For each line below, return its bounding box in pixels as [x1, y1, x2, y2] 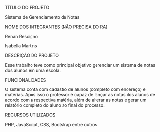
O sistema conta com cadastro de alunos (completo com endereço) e [5, 87, 146, 92]
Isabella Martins [5, 43, 37, 49]
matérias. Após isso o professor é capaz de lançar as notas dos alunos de [5, 92, 155, 97]
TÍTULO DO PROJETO [5, 5, 50, 10]
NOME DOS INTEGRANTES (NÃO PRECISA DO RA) [5, 24, 108, 30]
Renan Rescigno [5, 34, 38, 39]
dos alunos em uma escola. [5, 67, 61, 73]
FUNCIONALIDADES [5, 77, 46, 83]
